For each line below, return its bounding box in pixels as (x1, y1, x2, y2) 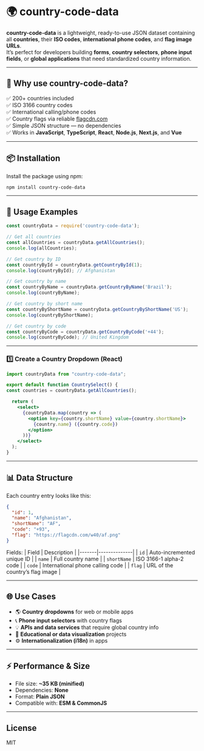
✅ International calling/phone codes (6, 108, 97, 116)
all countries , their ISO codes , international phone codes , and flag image (6, 35, 192, 43)
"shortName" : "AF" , (12, 521, 61, 527)
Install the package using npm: (6, 172, 83, 180)
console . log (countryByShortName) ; (6, 312, 94, 318)
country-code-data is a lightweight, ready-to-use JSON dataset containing (6, 29, 195, 37)
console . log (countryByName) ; (6, 290, 80, 296)
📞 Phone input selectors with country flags (15, 617, 123, 624)
